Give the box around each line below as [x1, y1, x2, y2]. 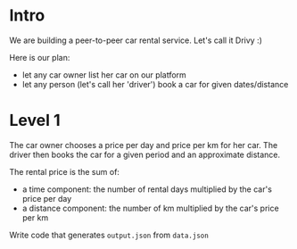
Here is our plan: [9, 52, 70, 62]
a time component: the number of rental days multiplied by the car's [21, 184, 272, 195]
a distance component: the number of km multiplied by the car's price [21, 203, 279, 213]
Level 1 [9, 111, 61, 130]
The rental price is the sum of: [9, 166, 120, 177]
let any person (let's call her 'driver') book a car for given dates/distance [21, 79, 289, 89]
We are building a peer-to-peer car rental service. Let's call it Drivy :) [9, 35, 263, 46]
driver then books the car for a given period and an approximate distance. [9, 149, 281, 160]
